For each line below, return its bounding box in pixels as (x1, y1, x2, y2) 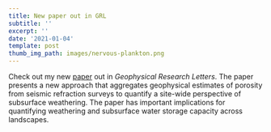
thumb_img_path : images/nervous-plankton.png (8, 49, 164, 57)
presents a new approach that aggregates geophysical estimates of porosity (8, 80, 263, 90)
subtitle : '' (8, 19, 53, 28)
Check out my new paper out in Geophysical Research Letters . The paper (8, 72, 254, 81)
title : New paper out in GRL (8, 11, 107, 20)
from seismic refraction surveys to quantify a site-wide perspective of (8, 89, 241, 98)
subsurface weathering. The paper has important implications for (8, 98, 226, 107)
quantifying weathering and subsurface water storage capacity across (8, 106, 243, 116)
